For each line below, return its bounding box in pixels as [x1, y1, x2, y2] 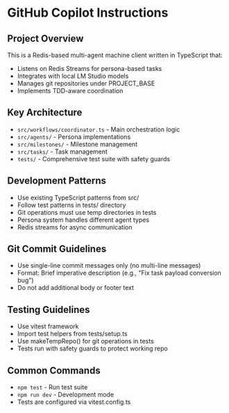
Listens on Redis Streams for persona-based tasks [17, 65, 162, 72]
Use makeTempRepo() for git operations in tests [17, 337, 154, 346]
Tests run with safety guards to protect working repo [17, 344, 168, 353]
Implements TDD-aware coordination [17, 87, 124, 95]
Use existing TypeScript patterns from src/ [17, 193, 139, 202]
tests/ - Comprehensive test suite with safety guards [17, 154, 171, 163]
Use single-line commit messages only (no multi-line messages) [17, 261, 201, 270]
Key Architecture [7, 106, 83, 119]
